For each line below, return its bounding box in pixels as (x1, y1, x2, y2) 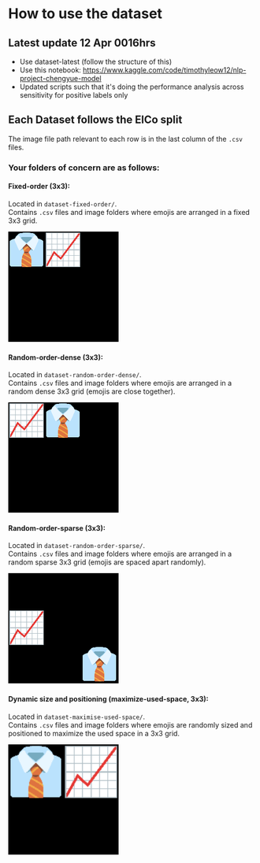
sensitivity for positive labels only (19, 91, 128, 99)
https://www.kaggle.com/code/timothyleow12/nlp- (82, 65, 247, 75)
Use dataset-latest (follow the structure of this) (19, 57, 173, 66)
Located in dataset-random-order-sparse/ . (8, 541, 146, 550)
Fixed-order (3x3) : (8, 182, 71, 191)
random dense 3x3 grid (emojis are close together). (8, 387, 176, 396)
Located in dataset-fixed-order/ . (8, 198, 117, 209)
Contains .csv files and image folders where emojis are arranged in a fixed (8, 207, 251, 217)
